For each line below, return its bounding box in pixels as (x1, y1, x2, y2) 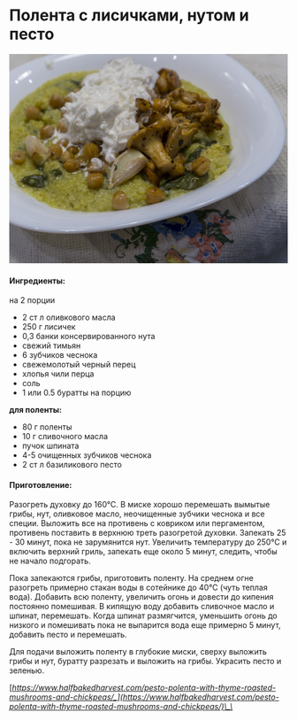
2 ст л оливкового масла (21, 312, 117, 323)
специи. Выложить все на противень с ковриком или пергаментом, (9, 518, 265, 529)
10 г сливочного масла (21, 431, 109, 442)
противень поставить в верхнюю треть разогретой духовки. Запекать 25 (9, 528, 286, 538)
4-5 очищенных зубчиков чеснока (21, 450, 152, 461)
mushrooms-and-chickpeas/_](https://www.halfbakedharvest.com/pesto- (9, 692, 280, 702)
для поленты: (9, 405, 62, 415)
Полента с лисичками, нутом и (9, 5, 249, 26)
